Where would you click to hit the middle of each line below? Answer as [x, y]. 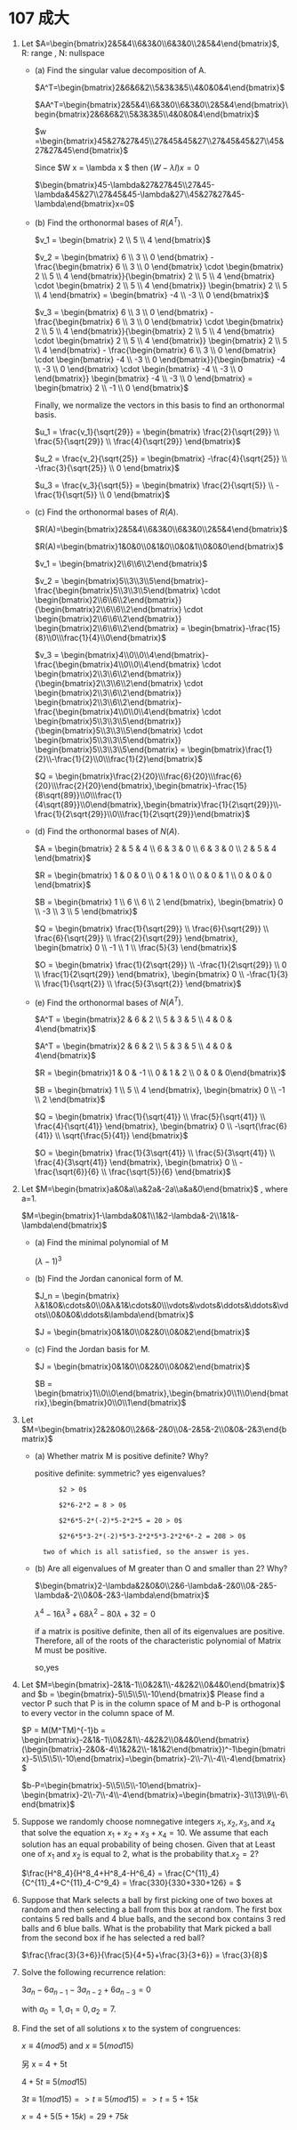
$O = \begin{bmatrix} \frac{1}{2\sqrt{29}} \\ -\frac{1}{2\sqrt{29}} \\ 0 [161, 964]
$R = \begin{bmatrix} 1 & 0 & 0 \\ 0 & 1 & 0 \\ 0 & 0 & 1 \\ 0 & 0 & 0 [153, 875]
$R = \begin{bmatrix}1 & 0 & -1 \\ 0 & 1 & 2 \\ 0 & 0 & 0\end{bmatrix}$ [160, 1073]
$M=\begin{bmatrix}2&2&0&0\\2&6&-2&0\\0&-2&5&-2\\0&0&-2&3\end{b [154, 1429]
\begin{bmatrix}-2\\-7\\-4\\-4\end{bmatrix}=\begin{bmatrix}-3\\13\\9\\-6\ [154, 1794]
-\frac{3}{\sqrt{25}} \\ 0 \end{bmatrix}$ [107, 467]
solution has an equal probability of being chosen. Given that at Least [148, 1844]
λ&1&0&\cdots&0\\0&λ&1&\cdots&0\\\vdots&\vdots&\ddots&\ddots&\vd [161, 1305]
